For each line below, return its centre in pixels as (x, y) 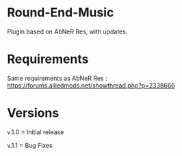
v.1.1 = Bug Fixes (30, 145)
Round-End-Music (61, 13)
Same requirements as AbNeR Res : (57, 78)
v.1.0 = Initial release (36, 132)
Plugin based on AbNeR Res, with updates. (67, 31)
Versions (33, 113)
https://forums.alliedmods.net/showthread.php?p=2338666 (91, 85)
